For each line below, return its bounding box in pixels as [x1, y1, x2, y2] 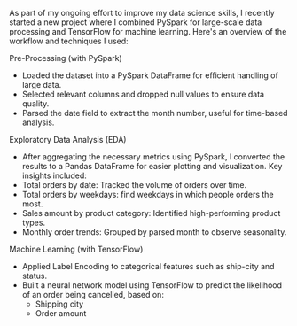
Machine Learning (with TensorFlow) [9, 244, 144, 254]
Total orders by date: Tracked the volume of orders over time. [21, 180, 247, 190]
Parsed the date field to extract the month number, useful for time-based [21, 108, 288, 118]
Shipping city [35, 299, 84, 309]
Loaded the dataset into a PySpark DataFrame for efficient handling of [21, 70, 279, 81]
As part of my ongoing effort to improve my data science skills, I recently [9, 8, 275, 18]
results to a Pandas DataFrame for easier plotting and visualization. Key [21, 161, 283, 171]
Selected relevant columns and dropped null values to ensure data [21, 89, 264, 99]
